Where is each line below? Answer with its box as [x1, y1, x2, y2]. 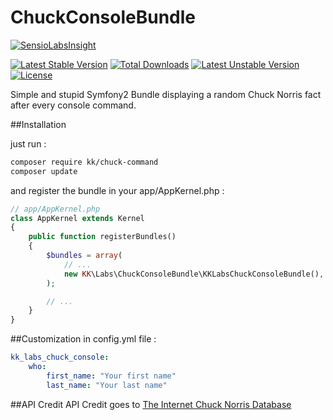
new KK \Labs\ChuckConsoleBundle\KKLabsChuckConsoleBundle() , [63, 269, 325, 279]
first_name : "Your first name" [46, 371, 177, 381]
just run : [10, 137, 47, 150]
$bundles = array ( [46, 251, 123, 261]
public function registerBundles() [28, 232, 177, 242]
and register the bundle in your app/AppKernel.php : [10, 184, 225, 196]
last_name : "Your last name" [46, 380, 168, 390]
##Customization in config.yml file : [10, 333, 157, 345]
